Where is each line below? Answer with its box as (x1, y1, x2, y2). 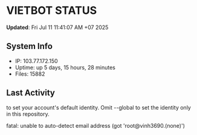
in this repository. (6, 110, 50, 117)
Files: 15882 (15, 70, 45, 77)
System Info (6, 41, 53, 51)
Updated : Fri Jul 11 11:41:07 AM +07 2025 (6, 24, 109, 31)
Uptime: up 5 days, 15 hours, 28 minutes (15, 64, 116, 71)
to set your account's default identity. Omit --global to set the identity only (6, 104, 192, 111)
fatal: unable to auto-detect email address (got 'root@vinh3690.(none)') (6, 122, 186, 129)
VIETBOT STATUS (6, 4, 97, 18)
